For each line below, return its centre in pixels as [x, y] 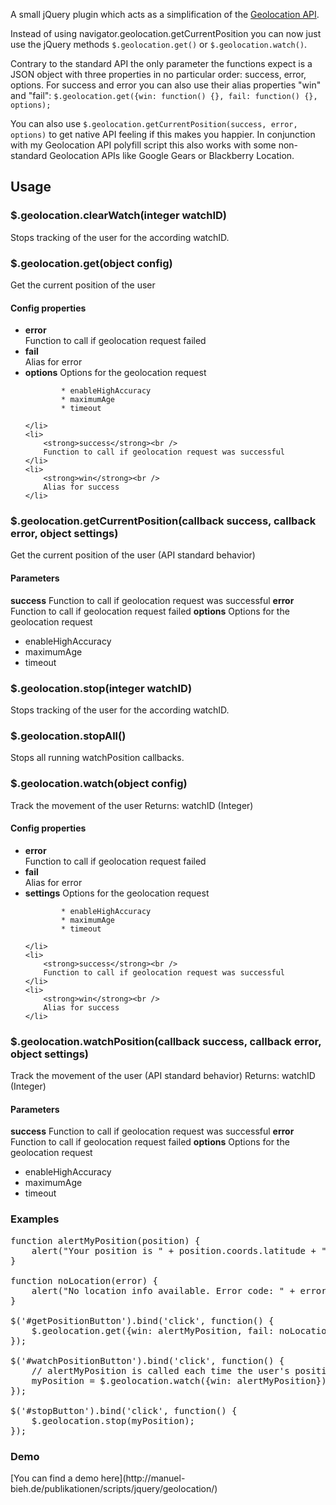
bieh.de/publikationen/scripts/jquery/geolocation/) [114, 1488]
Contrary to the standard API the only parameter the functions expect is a [161, 63]
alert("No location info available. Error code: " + [163, 1290]
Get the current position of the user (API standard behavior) [133, 555]
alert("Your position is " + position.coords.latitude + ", [182, 1250]
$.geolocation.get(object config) [91, 263]
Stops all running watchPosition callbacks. [97, 758]
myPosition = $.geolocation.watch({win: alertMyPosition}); [182, 1380]
